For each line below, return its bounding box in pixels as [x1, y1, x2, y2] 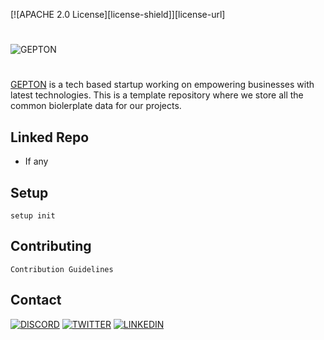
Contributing [10, 238, 92, 255]
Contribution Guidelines [10, 264, 114, 274]
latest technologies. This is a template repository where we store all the [10, 89, 304, 101]
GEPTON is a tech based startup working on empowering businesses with [10, 79, 315, 91]
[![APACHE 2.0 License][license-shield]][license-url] [10, 9, 226, 20]
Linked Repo [10, 129, 90, 146]
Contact [10, 292, 62, 309]
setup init [10, 211, 56, 221]
